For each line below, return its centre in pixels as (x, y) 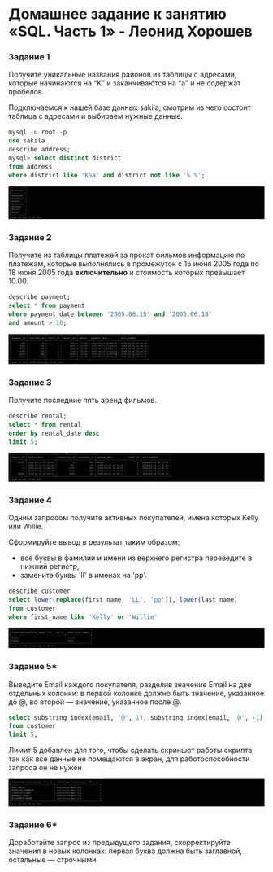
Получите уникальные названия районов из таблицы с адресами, (123, 75)
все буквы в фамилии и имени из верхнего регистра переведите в (136, 558)
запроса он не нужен (45, 768)
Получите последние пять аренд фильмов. (83, 400)
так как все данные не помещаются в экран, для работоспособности (129, 759)
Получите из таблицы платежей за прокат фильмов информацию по (127, 255)
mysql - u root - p (38, 132)
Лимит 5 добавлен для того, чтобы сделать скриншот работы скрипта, (131, 751)
